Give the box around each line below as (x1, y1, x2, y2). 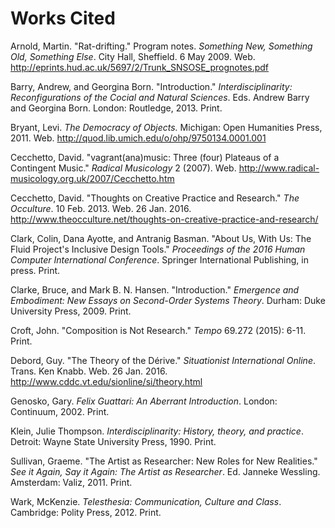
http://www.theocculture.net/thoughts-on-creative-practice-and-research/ (10, 213, 319, 225)
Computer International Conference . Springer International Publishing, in (10, 253, 309, 266)
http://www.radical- (238, 162, 320, 174)
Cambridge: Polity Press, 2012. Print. (10, 506, 162, 518)
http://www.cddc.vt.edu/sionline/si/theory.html (10, 375, 203, 387)
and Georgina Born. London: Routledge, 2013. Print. (10, 102, 223, 114)
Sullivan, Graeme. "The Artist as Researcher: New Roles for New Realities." (10, 455, 318, 467)
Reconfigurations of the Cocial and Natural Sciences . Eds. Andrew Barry (10, 91, 310, 103)
